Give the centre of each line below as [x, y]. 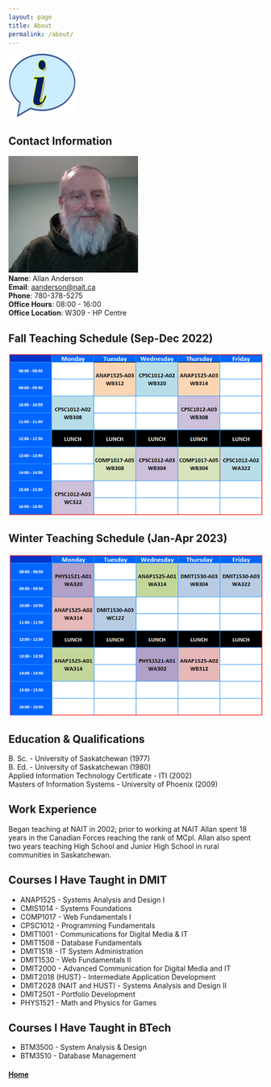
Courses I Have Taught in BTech [90, 1028]
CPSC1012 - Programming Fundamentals [88, 925]
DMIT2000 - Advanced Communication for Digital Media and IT [125, 968]
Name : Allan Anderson [46, 279]
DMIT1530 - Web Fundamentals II [75, 959]
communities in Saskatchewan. [60, 854]
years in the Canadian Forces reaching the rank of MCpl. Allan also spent [130, 837]
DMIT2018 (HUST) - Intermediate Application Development [118, 976]
